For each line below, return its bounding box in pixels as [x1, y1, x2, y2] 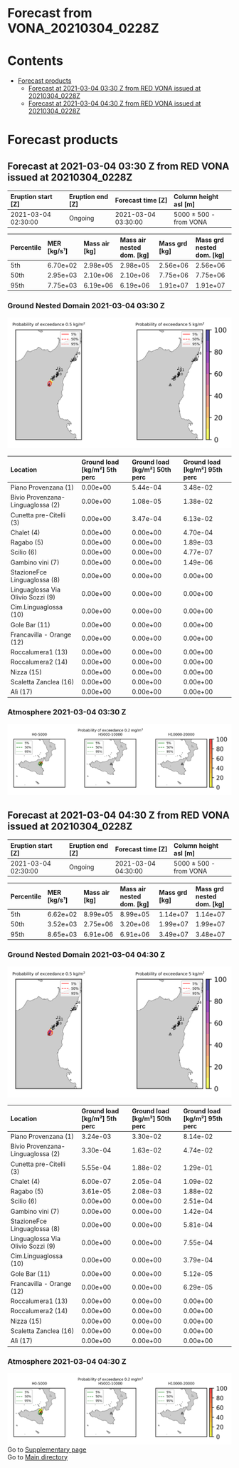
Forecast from [7, 5, 92, 21]
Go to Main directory [7, 1452, 68, 1461]
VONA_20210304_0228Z [7, 20, 159, 36]
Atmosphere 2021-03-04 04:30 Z [7, 1356, 127, 1366]
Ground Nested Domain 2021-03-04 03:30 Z [7, 301, 165, 311]
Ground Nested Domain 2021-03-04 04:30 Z [7, 950, 166, 960]
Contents [7, 53, 64, 69]
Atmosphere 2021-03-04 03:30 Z [7, 707, 127, 717]
